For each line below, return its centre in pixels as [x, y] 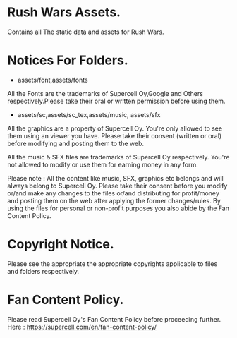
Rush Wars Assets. [64, 12]
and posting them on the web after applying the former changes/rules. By [114, 200]
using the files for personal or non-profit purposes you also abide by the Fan [118, 208]
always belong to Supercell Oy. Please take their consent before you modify [117, 186]
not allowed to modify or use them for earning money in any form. [103, 164]
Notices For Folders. [68, 60]
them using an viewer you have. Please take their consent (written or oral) [115, 135]
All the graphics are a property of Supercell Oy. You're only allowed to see [115, 128]
